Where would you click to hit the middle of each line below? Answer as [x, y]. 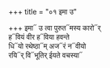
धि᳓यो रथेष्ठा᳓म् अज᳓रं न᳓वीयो [47, 46]
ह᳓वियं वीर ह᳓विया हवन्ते [39, 37]
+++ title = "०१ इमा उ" [43, 12]
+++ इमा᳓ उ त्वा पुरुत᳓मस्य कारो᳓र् [55, 28]
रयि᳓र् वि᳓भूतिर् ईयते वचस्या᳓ [46, 55]
